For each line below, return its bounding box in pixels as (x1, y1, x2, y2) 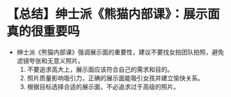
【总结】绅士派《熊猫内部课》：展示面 (6, 6, 221, 22)
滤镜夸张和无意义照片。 (16, 56, 84, 64)
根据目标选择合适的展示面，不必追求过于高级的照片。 (26, 82, 180, 91)
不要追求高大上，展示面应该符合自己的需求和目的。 (26, 65, 174, 73)
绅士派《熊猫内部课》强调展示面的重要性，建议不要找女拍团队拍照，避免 (16, 48, 224, 56)
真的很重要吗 (6, 24, 81, 39)
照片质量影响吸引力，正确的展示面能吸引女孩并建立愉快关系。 (26, 73, 205, 82)
